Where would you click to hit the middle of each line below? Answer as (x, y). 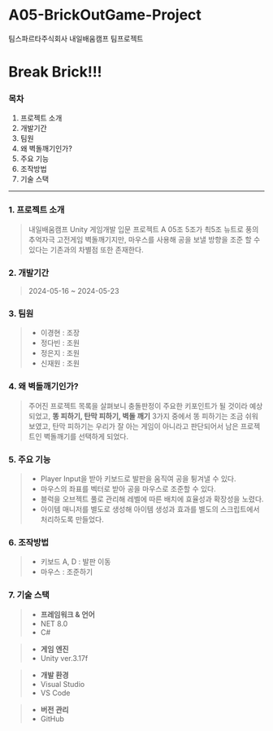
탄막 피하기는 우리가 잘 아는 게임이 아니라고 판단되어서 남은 (145, 426)
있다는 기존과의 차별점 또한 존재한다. (86, 249)
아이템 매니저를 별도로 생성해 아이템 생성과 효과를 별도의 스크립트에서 (150, 509)
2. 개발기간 (29, 273)
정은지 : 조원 (60, 353)
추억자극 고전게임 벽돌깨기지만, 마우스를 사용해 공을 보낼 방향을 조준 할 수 (144, 239)
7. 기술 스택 (29, 595)
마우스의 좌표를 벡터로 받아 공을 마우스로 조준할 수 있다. (128, 488)
